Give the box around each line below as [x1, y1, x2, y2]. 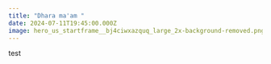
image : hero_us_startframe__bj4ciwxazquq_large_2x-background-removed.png [8, 26, 265, 34]
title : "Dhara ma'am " [8, 11, 85, 20]
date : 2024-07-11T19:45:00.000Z [8, 19, 117, 27]
